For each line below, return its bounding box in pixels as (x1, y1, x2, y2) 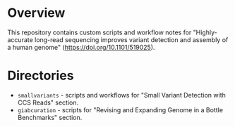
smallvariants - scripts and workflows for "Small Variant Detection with (17, 91, 226, 99)
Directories (7, 68, 74, 83)
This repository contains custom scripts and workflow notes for (7, 28, 192, 36)
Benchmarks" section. (17, 113, 83, 121)
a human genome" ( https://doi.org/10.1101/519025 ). (7, 43, 155, 51)
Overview (7, 5, 66, 21)
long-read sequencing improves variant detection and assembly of (34, 35, 229, 44)
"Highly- (193, 28, 217, 36)
